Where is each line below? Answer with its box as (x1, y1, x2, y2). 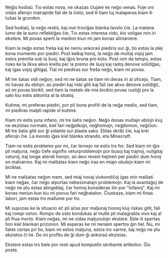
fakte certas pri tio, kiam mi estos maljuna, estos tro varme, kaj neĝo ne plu (5, 226, 160, 232)
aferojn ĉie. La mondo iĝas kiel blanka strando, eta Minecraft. (5, 133, 132, 139)
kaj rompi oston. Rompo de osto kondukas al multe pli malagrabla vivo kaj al (5, 211, 162, 216)
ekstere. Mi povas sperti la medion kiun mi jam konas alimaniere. (5, 35, 139, 41)
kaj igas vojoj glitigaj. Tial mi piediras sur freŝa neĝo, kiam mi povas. (5, 66, 145, 72)
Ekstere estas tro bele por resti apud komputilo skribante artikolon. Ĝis (5, 241, 150, 247)
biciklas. (5, 164, 23, 170)
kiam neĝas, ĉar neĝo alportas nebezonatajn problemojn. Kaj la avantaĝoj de (5, 180, 163, 185)
